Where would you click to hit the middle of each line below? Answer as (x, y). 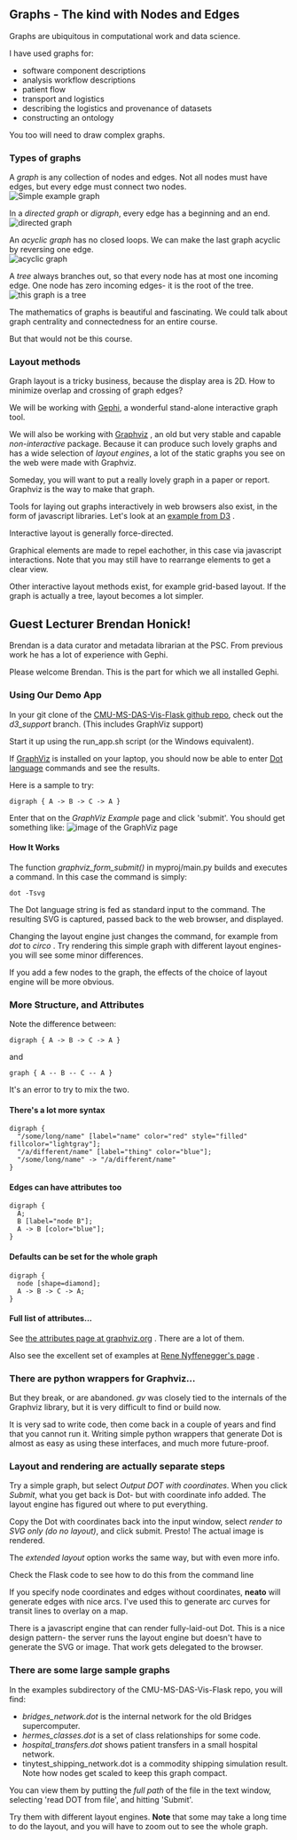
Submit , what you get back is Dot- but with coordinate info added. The (138, 1495)
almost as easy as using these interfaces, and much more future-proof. (139, 1444)
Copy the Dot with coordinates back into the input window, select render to (146, 1522)
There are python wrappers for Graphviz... (102, 1378)
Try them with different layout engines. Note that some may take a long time (148, 1817)
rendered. (27, 1541)
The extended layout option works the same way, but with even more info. (145, 1557)
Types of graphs (45, 157)
